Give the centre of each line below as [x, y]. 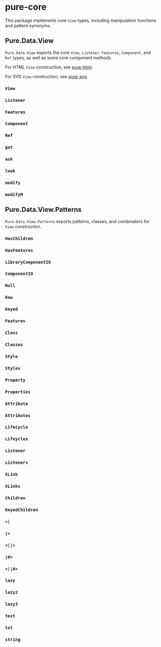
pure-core [26, 7]
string [13, 640]
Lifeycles [16, 439]
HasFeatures [19, 250]
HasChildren [19, 238]
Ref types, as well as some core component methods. [59, 58]
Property [15, 380]
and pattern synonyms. [28, 25]
